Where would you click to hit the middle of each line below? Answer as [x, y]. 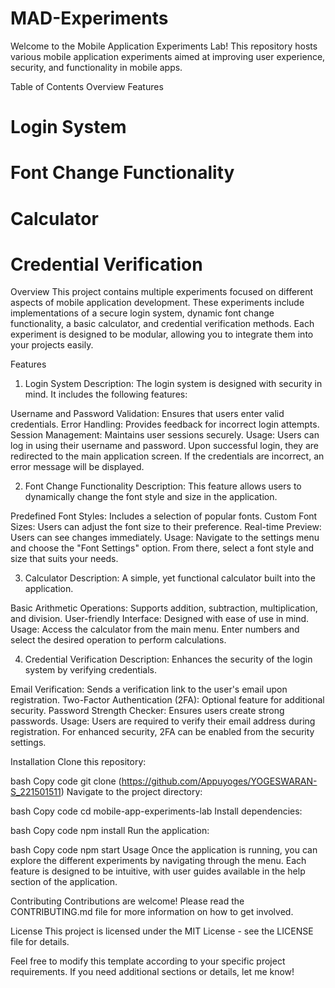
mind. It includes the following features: [106, 394]
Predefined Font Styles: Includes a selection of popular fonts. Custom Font [164, 516]
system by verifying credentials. [90, 670]
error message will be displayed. [77, 467]
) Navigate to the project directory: [131, 792]
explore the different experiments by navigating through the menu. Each [158, 861]
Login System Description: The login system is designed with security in [173, 384]
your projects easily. [52, 345]
